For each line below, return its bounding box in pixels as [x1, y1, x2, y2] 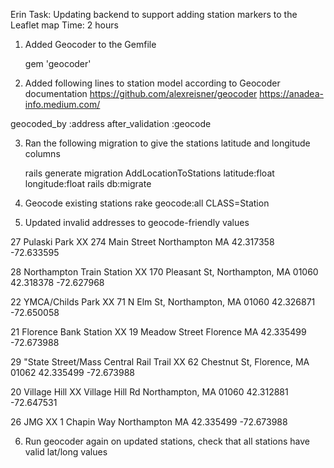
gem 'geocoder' [24, 58, 92, 69]
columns [24, 148, 61, 159]
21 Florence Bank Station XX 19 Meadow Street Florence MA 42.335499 [10, 326, 307, 338]
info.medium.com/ [24, 99, 101, 110]
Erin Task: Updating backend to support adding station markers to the [10, 9, 298, 20]
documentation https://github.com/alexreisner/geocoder [24, 88, 258, 99]
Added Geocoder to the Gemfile [24, 39, 157, 50]
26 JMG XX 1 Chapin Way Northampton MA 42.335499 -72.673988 [10, 416, 288, 428]
